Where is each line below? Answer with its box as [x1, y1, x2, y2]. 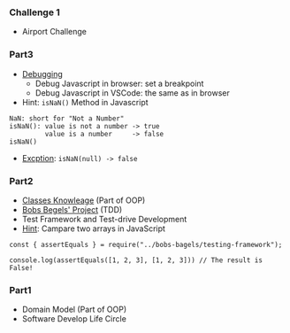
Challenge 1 [9, 6, 60, 19]
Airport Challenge [21, 27, 87, 37]
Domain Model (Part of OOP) [21, 304, 127, 315]
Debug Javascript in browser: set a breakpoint [34, 78, 204, 89]
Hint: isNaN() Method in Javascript [21, 97, 149, 107]
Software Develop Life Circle [21, 314, 126, 324]
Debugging [21, 68, 64, 79]
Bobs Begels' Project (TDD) [21, 204, 123, 214]
